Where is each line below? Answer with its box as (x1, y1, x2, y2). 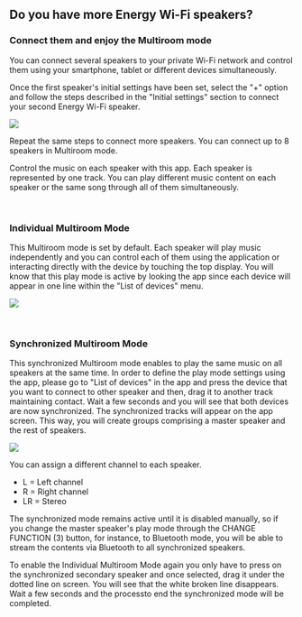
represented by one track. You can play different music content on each (9, 171, 277, 183)
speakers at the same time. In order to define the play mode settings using (9, 367, 286, 378)
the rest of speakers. (9, 425, 87, 436)
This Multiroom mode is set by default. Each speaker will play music (9, 242, 261, 253)
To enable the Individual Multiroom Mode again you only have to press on (9, 559, 282, 571)
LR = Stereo (22, 496, 68, 507)
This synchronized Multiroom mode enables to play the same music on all (9, 358, 283, 369)
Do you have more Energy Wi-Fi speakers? (9, 7, 254, 23)
